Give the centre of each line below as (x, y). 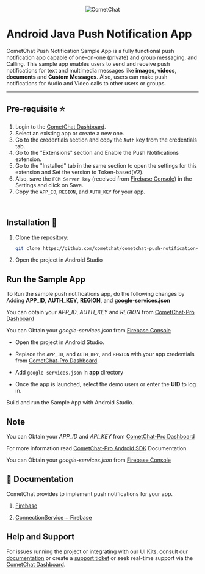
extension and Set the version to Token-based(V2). (79, 172)
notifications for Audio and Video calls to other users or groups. (86, 83)
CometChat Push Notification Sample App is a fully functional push (91, 51)
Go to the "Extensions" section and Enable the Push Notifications (97, 152)
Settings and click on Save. (49, 185)
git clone (28, 248)
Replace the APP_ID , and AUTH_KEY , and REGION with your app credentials (105, 354)
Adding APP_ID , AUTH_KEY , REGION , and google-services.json (88, 300)
